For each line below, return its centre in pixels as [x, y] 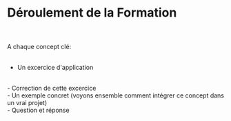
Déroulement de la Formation [92, 13]
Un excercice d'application [55, 67]
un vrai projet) [27, 102]
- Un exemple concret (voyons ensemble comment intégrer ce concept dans [116, 95]
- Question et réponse [39, 110]
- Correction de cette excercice [52, 88]
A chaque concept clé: [39, 46]
